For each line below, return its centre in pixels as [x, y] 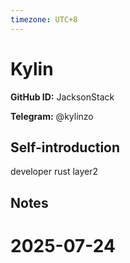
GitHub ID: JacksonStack [62, 97]
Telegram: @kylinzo [52, 116]
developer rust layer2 [54, 172]
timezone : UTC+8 [44, 19]
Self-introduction [65, 147]
